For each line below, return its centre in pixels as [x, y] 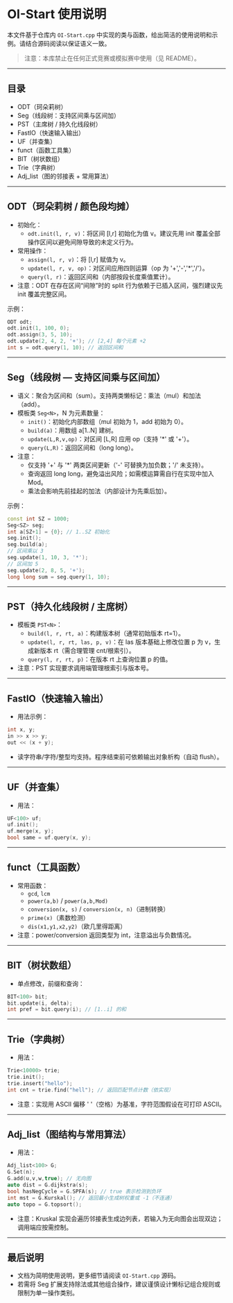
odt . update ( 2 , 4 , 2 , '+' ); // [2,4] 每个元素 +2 [77, 341]
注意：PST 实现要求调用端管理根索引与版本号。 [85, 668]
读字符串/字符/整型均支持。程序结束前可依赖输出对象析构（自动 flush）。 [120, 756]
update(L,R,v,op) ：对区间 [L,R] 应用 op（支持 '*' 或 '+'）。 [110, 438]
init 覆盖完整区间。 [44, 294]
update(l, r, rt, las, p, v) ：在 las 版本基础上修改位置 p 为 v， [121, 642]
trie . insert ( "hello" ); [40, 1083]
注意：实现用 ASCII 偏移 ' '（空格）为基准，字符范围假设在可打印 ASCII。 [121, 1104]
